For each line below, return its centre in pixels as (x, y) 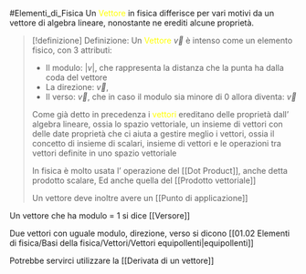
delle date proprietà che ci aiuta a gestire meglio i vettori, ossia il (153, 134)
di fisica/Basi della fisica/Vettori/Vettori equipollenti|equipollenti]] (132, 243)
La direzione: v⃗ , (77, 87)
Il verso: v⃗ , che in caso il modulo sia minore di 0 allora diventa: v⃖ (171, 96)
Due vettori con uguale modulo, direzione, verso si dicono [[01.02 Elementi (150, 233)
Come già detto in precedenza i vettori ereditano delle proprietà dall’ (160, 114)
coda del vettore (76, 77)
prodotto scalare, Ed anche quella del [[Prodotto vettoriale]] (144, 180)
